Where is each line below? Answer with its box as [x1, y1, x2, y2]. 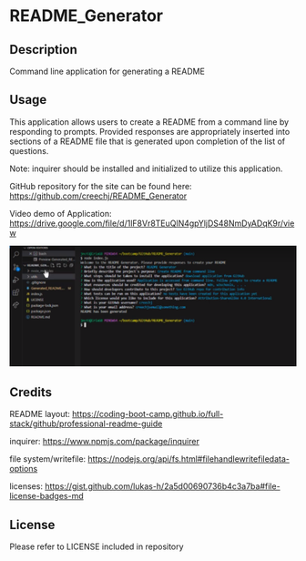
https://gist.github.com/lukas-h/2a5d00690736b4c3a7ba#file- [45, 481, 280, 492]
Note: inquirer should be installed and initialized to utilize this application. [9, 163, 283, 174]
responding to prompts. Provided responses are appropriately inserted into [9, 126, 291, 137]
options [9, 464, 38, 474]
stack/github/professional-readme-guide [9, 418, 163, 429]
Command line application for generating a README [9, 66, 205, 76]
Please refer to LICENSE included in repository [9, 541, 184, 552]
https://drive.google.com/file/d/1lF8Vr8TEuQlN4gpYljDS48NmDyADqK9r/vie [9, 218, 295, 229]
